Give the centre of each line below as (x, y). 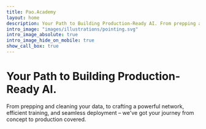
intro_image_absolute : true (42, 35)
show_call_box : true (33, 46)
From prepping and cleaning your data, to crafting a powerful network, (95, 106)
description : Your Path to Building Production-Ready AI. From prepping (101, 23)
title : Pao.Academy (31, 12)
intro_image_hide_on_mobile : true (51, 40)
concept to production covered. (46, 119)
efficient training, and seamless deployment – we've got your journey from (100, 112)
